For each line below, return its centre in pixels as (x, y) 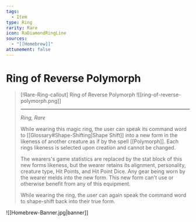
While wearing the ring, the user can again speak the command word (103, 195)
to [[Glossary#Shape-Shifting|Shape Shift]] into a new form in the (99, 135)
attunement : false (28, 50)
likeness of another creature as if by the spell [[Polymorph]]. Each (99, 141)
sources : (17, 39)
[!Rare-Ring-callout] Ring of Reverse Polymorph (78, 95)
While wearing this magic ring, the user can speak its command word (103, 129)
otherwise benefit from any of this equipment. (76, 183)
